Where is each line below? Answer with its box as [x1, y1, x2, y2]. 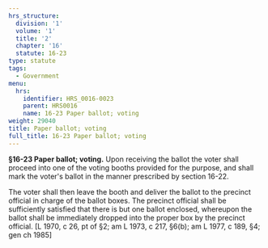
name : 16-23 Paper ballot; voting [23, 110, 139, 118]
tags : [8, 65, 27, 73]
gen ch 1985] [8, 229, 53, 239]
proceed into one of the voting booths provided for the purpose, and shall [8, 162, 254, 172]
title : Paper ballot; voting [8, 124, 107, 132]
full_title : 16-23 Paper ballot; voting [8, 132, 147, 140]
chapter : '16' [15, 42, 63, 50]
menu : [8, 79, 27, 87]
